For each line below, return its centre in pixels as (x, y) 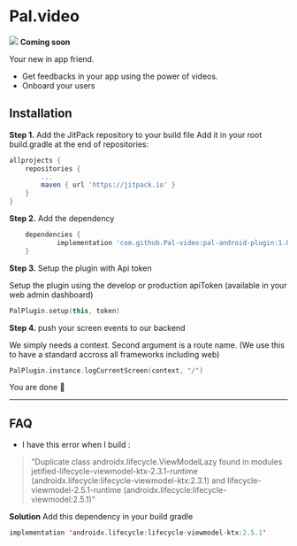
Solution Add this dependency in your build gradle (101, 517)
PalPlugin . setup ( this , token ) (65, 311)
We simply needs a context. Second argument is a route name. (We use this (147, 345)
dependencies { (53, 235)
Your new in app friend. (52, 58)
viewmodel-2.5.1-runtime (76, 490)
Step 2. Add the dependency (62, 218)
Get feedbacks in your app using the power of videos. (120, 76)
